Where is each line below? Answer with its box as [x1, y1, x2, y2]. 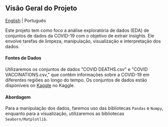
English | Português [5, 17, 47, 23]
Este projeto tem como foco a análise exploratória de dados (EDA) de [5, 27, 149, 33]
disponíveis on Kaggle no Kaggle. [5, 82, 75, 89]
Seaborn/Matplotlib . [5, 116, 48, 122]
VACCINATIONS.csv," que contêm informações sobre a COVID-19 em [5, 72, 150, 78]
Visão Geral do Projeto [5, 4, 77, 13]
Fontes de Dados [5, 55, 41, 61]
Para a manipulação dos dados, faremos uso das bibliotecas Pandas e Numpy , [5, 105, 163, 111]
